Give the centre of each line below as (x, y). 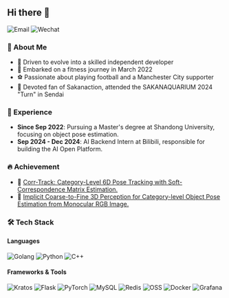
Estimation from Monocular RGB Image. (73, 204)
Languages (23, 241)
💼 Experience (30, 112)
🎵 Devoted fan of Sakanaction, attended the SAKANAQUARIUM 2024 (115, 87)
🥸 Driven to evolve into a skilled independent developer (95, 62)
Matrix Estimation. (92, 189)
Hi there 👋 (29, 13)
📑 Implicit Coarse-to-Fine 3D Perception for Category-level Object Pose (119, 196)
